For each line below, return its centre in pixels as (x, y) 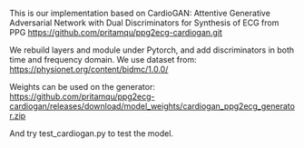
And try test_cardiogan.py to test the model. (92, 133)
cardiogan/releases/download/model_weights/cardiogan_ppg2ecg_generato (152, 106)
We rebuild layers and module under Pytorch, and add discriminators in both (152, 50)
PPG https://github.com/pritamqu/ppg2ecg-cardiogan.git (116, 32)
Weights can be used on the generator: (83, 87)
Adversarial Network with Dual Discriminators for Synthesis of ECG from (144, 23)
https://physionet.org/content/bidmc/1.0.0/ (89, 69)
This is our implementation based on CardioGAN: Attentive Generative (140, 13)
